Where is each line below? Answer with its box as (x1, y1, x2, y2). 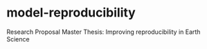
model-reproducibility (6, 5, 136, 21)
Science (6, 35, 30, 43)
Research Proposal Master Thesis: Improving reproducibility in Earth (6, 28, 201, 36)
